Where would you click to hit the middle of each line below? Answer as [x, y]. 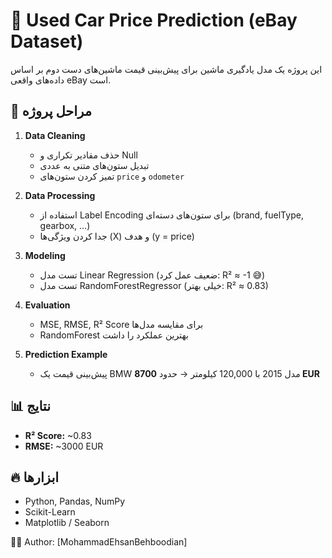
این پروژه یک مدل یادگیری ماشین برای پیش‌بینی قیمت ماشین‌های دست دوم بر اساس [166, 69]
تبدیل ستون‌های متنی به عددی [94, 165]
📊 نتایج [31, 406]
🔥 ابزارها [35, 477]
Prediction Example [66, 354]
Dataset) [47, 41]
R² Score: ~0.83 [58, 435]
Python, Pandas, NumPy [75, 501]
